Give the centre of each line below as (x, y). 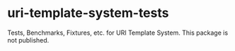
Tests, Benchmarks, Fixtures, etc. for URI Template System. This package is (118, 33)
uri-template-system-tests (88, 13)
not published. (28, 40)
